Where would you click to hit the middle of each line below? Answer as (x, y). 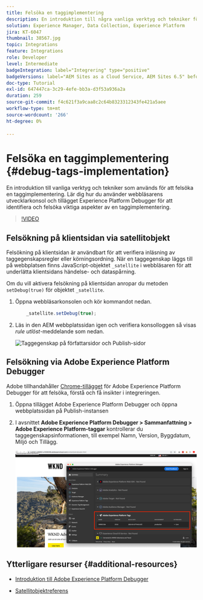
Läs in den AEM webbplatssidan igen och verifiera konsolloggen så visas (105, 325)
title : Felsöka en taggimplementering (55, 13)
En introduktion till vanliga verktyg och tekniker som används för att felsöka (100, 188)
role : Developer (27, 57)
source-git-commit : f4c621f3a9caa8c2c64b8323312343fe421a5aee (86, 102)
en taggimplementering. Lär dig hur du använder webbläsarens (85, 194)
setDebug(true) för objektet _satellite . (55, 290)
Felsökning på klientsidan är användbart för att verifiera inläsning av (91, 253)
